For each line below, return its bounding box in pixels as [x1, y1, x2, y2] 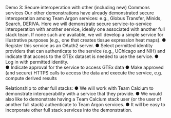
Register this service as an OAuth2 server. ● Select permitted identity [5, 43, 153, 48]
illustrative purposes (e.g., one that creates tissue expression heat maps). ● [5, 37, 166, 43]
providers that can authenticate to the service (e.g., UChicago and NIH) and [5, 48, 165, 54]
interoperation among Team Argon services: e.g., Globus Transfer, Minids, [5, 15, 162, 21]
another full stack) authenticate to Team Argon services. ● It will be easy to [5, 102, 165, 107]
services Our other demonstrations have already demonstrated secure [5, 10, 154, 16]
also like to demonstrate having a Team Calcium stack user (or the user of [5, 96, 162, 102]
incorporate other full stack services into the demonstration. [5, 107, 132, 113]
